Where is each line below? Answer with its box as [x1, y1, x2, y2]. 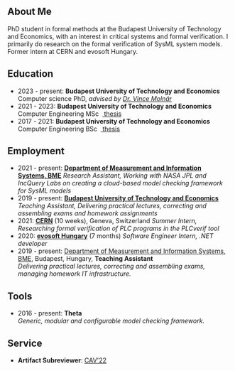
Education [7, 68, 54, 80]
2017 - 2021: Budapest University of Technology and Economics [17, 117, 211, 125]
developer [17, 240, 48, 248]
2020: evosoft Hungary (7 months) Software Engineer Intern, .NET [17, 232, 214, 240]
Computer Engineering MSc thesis [17, 109, 122, 118]
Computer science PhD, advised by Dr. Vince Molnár [17, 94, 173, 102]
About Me [7, 6, 52, 18]
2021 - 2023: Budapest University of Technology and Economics [17, 102, 212, 110]
